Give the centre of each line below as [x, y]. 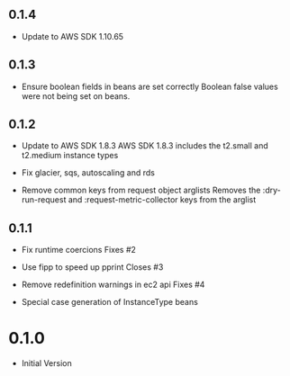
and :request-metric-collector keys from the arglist [162, 200]
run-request [44, 200]
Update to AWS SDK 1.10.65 [72, 36]
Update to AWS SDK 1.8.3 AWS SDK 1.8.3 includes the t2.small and [145, 146]
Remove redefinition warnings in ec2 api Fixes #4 [113, 285]
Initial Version [47, 363]
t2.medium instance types [70, 156]
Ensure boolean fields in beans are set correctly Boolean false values [150, 86]
